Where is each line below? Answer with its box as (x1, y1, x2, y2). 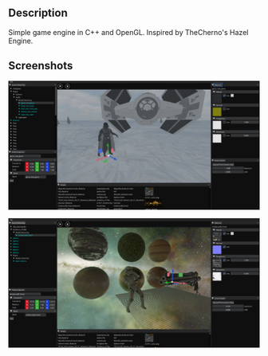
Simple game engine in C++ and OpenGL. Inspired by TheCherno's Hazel (8, 27, 249, 37)
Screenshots (8, 59, 73, 72)
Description (8, 6, 68, 20)
